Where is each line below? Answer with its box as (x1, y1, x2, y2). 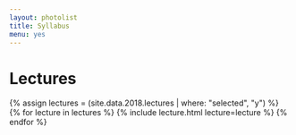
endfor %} (9, 117, 47, 128)
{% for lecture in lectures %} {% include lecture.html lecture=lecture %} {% (9, 107, 288, 118)
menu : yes (9, 30, 47, 38)
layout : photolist (9, 13, 78, 22)
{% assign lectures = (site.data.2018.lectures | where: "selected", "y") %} (9, 97, 279, 108)
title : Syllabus (9, 21, 70, 30)
